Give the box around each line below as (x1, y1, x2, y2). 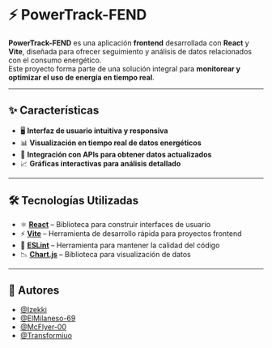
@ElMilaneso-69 (19, 313, 76, 324)
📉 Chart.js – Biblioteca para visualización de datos (19, 249, 192, 259)
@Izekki (19, 305, 47, 315)
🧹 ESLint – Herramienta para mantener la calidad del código (19, 240, 220, 250)
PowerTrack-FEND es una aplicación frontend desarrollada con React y (8, 37, 249, 48)
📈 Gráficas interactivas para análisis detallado (19, 158, 181, 168)
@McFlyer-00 (19, 322, 67, 332)
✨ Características (8, 104, 100, 118)
